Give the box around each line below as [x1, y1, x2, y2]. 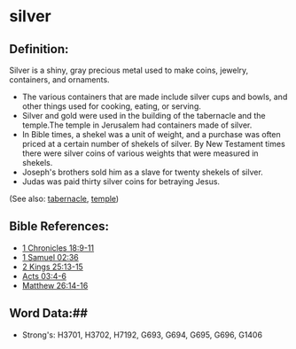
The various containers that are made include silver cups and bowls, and [21, 91, 288, 102]
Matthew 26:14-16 [21, 280, 89, 291]
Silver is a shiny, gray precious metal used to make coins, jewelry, [9, 65, 249, 75]
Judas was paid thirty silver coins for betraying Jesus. [21, 176, 220, 187]
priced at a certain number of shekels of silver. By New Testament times [21, 139, 285, 149]
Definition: [9, 42, 69, 57]
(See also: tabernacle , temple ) [9, 193, 120, 204]
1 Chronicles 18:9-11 [21, 242, 95, 253]
